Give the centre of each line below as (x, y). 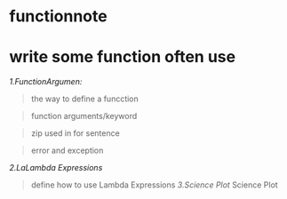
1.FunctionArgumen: (46, 82)
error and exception (67, 151)
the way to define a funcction (85, 99)
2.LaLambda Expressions (56, 168)
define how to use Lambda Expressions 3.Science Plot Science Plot (154, 185)
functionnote (59, 16)
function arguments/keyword (84, 116)
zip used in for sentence (75, 133)
